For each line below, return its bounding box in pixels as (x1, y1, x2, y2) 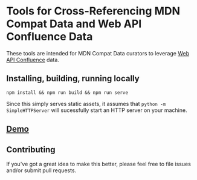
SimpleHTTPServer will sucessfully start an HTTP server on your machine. (6, 107, 187, 114)
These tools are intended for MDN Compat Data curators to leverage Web (6, 49, 189, 57)
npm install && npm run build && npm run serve (6, 89, 129, 96)
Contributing (6, 144, 56, 155)
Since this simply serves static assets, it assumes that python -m (6, 100, 166, 107)
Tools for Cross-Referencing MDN (6, 4, 180, 18)
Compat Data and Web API (6, 17, 142, 31)
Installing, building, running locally (6, 73, 140, 84)
